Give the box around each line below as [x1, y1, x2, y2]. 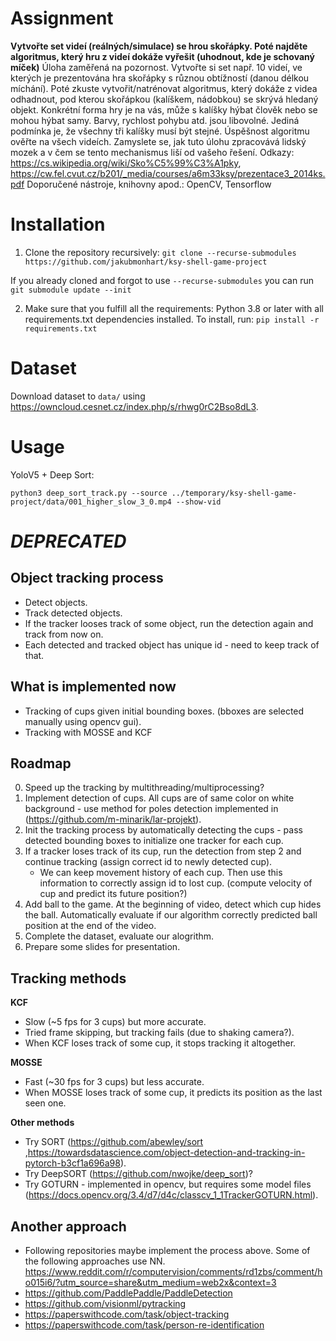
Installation [10, 213, 106, 236]
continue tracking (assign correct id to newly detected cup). [24, 856, 273, 868]
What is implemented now [10, 678, 177, 696]
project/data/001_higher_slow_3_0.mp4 [10, 497, 172, 507]
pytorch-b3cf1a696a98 [24, 1157, 121, 1169]
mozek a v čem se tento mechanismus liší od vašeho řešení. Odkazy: [10, 146, 295, 158]
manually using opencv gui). [24, 715, 142, 727]
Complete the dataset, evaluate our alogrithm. [24, 930, 215, 942]
